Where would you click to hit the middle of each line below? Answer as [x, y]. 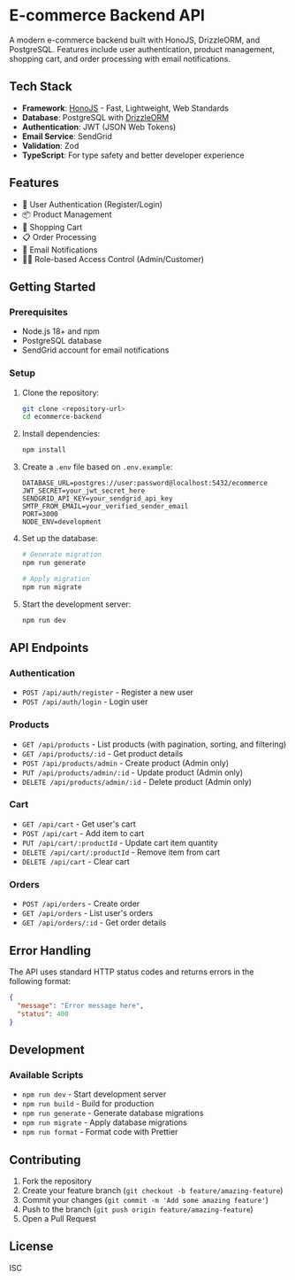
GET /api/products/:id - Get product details [102, 753]
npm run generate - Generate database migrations [113, 1113]
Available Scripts [46, 1074]
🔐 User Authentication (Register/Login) [92, 204]
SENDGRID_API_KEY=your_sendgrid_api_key [97, 499]
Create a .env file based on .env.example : [97, 467]
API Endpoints [49, 648]
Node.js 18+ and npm [61, 331]
